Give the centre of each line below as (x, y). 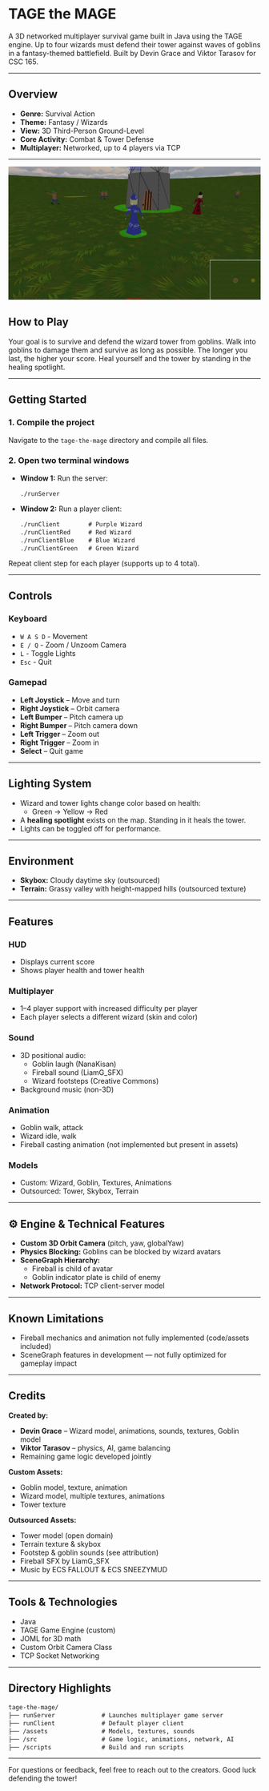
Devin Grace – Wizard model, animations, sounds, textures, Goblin (129, 1431)
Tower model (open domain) (66, 1535)
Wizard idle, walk (48, 1136)
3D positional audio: (53, 1055)
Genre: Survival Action (57, 114)
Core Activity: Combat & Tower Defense (87, 139)
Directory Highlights (60, 1688)
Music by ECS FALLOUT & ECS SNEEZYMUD (94, 1569)
